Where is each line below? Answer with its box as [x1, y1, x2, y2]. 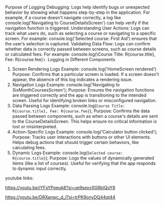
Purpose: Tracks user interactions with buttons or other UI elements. [12, 134, 151, 140]
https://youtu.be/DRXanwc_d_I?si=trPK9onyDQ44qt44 [5, 194, 116, 200]
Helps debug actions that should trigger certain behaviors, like [12, 139, 139, 145]
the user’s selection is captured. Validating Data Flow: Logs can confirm [5, 41, 151, 46]
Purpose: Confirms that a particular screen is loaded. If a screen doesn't [12, 71, 159, 77]
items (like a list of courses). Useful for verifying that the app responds [12, 160, 156, 166]
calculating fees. [12, 145, 46, 150]
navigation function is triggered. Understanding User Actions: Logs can [5, 25, 150, 31]
